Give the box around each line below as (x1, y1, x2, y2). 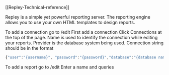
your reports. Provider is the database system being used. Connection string (5, 40, 164, 46)
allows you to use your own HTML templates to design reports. (5, 20, 135, 25)
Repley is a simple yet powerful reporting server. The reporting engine (5, 14, 151, 20)
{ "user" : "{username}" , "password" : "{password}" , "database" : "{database (5, 55, 156, 60)
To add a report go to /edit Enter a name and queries (5, 64, 114, 70)
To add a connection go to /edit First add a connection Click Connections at (5, 29, 162, 35)
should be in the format (5, 45, 54, 51)
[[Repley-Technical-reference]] (5, 5, 69, 10)
